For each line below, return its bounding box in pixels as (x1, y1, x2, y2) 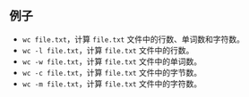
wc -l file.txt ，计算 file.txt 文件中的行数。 (21, 44, 194, 55)
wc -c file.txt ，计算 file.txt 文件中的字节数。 (21, 67, 202, 77)
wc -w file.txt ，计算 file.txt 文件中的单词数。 (21, 56, 202, 67)
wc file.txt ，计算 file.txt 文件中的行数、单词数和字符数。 (21, 34, 245, 44)
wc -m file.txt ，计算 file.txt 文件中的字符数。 (21, 78, 202, 89)
